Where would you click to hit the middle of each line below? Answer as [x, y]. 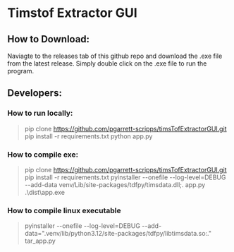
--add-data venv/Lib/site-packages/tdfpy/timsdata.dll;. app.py [115, 184]
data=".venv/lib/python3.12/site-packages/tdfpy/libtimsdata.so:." [118, 234]
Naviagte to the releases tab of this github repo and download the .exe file [115, 56]
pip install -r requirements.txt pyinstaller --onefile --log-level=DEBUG [125, 177]
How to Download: [49, 39]
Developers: [35, 93]
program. [21, 71]
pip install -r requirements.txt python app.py [88, 136]
